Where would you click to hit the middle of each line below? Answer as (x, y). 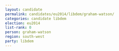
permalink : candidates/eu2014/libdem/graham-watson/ (60, 14)
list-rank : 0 (18, 28)
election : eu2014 (23, 23)
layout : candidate (24, 9)
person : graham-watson (28, 32)
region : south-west (25, 37)
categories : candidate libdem (36, 18)
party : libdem (20, 41)
